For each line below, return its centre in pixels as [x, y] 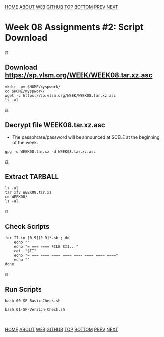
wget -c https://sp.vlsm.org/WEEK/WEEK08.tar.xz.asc [61, 95]
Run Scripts [23, 289]
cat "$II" [25, 251]
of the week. [25, 142]
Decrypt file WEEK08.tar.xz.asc [55, 125]
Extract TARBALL [32, 177]
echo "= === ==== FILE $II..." [46, 247]
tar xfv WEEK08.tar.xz [28, 193]
